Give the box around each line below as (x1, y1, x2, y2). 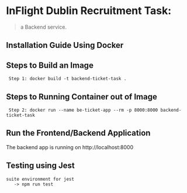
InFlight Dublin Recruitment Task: (6, 4, 172, 18)
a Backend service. (20, 23, 67, 30)
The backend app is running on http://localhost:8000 (6, 143, 133, 150)
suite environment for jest (6, 176, 75, 182)
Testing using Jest (6, 161, 75, 171)
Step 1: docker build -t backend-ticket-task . (8, 76, 127, 82)
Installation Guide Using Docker (6, 40, 124, 50)
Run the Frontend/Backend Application (6, 128, 151, 138)
